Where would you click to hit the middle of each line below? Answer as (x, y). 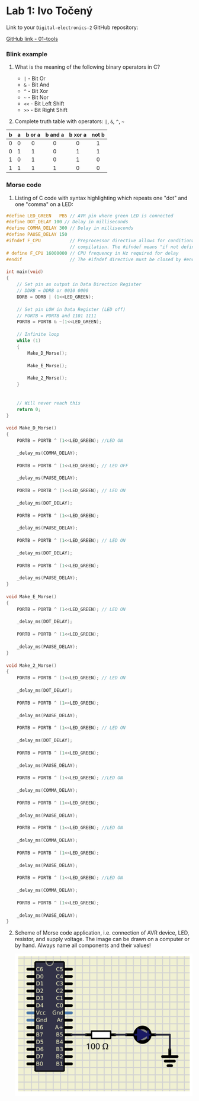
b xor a (78, 134)
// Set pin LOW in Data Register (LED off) (71, 309)
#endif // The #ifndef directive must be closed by (94, 259)
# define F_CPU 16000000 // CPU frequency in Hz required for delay (92, 253)
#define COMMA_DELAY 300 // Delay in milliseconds (70, 228)
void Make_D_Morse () (32, 428)
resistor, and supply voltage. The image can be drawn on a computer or (102, 939)
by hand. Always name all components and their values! (83, 945)
